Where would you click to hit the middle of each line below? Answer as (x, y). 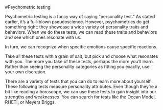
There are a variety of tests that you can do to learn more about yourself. (78, 81)
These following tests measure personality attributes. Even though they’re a (81, 87)
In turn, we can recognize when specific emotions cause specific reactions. (81, 47)
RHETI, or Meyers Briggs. (31, 102)
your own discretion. (26, 72)
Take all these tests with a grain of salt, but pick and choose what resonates (81, 56)
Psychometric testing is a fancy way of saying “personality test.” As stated (80, 16)
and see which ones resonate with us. (43, 37)
